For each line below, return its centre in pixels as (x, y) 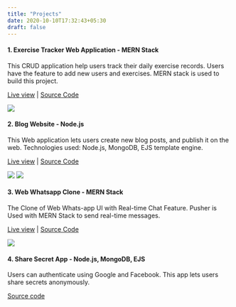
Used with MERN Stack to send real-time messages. (84, 215)
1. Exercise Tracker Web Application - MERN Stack (83, 50)
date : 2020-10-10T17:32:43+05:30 (57, 21)
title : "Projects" (34, 14)
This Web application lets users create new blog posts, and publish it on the (118, 140)
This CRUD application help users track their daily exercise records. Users (116, 65)
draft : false (27, 27)
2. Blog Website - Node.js (46, 124)
